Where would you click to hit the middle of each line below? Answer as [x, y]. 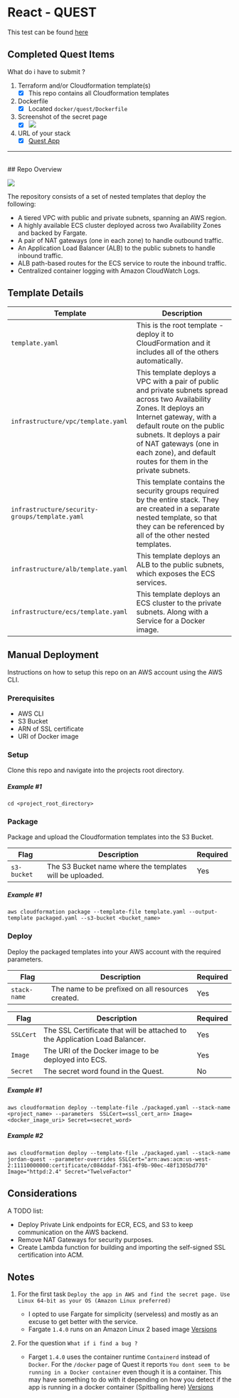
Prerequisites [31, 698]
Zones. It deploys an [170, 408]
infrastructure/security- [55, 509]
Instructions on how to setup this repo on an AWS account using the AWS [115, 672]
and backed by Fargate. [52, 233]
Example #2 [26, 1136]
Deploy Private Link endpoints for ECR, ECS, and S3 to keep [105, 1224]
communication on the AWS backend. [73, 1232]
